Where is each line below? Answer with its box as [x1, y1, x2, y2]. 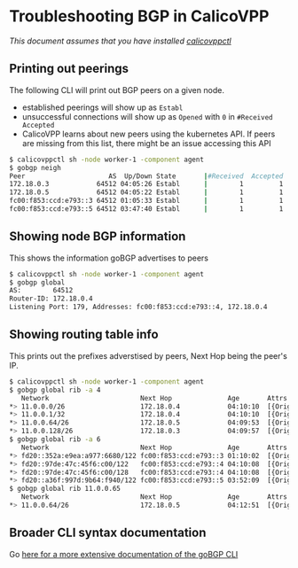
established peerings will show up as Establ [21, 102, 184, 113]
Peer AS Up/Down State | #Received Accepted [9, 171, 284, 181]
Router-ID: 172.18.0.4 [9, 294, 93, 303]
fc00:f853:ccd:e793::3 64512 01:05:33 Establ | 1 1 [9, 197, 284, 206]
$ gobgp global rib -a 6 [9, 435, 101, 444]
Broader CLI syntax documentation [9, 525, 207, 541]
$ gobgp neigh [9, 163, 62, 172]
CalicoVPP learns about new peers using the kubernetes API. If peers [21, 128, 276, 139]
